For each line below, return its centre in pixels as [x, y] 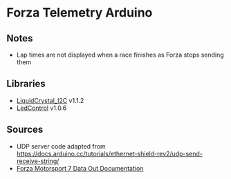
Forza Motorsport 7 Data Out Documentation [80, 168]
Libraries [26, 84]
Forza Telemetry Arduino [80, 13]
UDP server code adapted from [61, 146]
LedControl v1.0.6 [41, 108]
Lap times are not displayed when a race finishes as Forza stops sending [120, 55]
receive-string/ [38, 161]
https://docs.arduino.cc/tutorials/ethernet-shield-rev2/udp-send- [110, 153]
